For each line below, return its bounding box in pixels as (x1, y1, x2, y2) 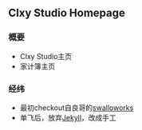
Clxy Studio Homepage (8, 6, 125, 20)
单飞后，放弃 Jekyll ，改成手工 (19, 112, 117, 122)
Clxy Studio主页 (19, 51, 73, 61)
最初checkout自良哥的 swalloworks (19, 103, 134, 112)
